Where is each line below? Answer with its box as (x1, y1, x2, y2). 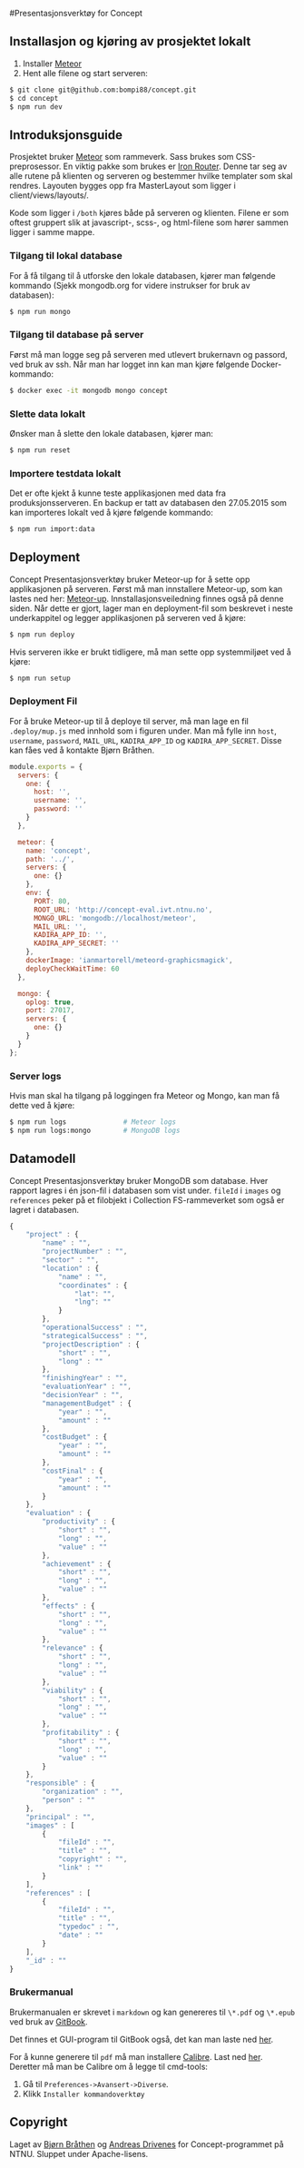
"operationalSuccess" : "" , (42, 1323, 148, 1333)
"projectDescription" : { (42, 1339, 141, 1349)
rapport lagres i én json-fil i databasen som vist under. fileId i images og (9, 1185, 281, 1196)
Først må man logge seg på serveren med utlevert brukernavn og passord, (9, 349, 288, 360)
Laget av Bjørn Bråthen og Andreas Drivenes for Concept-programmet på (9, 2138, 284, 2150)
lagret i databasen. (9, 1204, 80, 1215)
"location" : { (42, 1264, 100, 1273)
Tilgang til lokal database (9, 250, 123, 262)
